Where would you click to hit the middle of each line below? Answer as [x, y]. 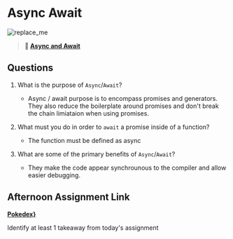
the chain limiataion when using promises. [88, 113]
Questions [30, 68]
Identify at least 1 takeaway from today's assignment [83, 227]
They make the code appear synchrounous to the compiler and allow [127, 168]
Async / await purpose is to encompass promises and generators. [123, 98]
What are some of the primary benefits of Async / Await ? [96, 154]
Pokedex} [22, 214]
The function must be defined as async [84, 140]
